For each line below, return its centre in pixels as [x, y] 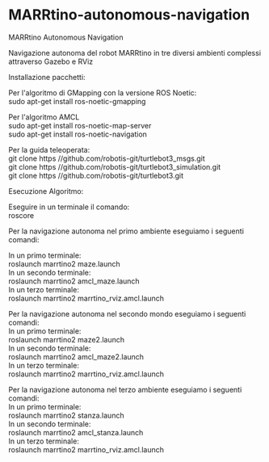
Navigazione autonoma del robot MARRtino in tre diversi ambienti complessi [134, 52]
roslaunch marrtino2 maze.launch [64, 263]
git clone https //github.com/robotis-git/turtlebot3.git [96, 175]
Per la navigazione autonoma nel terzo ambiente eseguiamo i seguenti [125, 389]
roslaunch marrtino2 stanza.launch [66, 415]
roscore [21, 215]
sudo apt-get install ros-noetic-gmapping [77, 101]
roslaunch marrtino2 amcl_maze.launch [74, 281]
